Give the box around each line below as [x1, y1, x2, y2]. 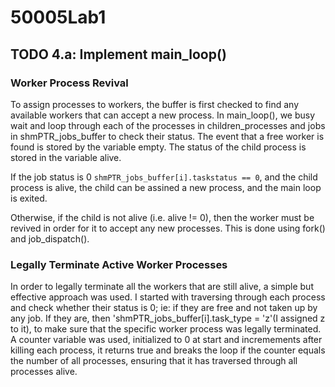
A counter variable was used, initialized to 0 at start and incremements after [10, 334, 323, 346]
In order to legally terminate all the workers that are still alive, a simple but [10, 281, 314, 293]
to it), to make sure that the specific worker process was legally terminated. [10, 323, 322, 335]
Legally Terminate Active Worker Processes [10, 257, 228, 271]
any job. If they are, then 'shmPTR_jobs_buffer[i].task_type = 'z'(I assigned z [10, 312, 326, 325]
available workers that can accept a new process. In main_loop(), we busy [10, 109, 316, 121]
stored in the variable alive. [10, 151, 122, 163]
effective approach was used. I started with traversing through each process [10, 291, 326, 303]
